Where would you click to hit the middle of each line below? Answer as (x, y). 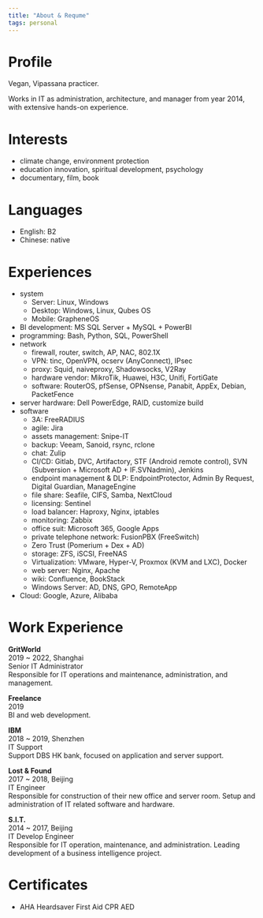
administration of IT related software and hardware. (91, 804)
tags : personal (33, 23)
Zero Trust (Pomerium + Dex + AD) (88, 545)
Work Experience (66, 628)
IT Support (26, 748)
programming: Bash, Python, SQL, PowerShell (94, 335)
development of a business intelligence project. (85, 853)
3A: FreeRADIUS (58, 420)
